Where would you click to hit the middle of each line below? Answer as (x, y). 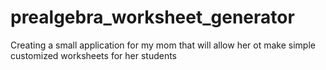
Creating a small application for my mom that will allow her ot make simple (163, 45)
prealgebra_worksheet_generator (152, 17)
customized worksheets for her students (93, 55)
